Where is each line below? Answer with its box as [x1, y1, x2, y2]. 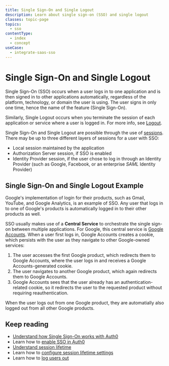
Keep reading [5, 320, 49, 328]
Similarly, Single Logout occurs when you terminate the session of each [5, 115, 155, 121]
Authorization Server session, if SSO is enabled [12, 150, 112, 156]
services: [5, 242, 24, 249]
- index [10, 36, 26, 41]
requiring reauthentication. [12, 290, 69, 296]
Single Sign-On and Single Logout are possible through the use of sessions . [5, 130, 164, 136]
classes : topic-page [5, 17, 49, 22]
